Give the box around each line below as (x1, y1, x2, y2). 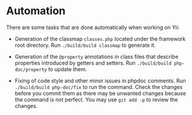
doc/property (14, 66, 47, 72)
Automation (6, 4, 66, 18)
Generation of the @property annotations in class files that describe (14, 53, 179, 60)
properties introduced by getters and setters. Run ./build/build (14, 59, 172, 66)
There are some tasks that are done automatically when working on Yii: (6, 24, 180, 31)
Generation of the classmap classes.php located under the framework (14, 35, 185, 42)
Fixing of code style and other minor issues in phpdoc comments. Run (14, 77, 186, 84)
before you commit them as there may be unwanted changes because (14, 90, 187, 97)
